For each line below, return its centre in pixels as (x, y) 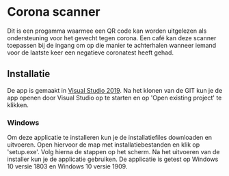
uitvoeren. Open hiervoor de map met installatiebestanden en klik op (104, 145)
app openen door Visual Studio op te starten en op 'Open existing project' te (114, 98)
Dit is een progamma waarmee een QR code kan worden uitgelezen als (107, 31)
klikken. (18, 105)
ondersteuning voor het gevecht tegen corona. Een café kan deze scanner (112, 38)
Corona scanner (54, 12)
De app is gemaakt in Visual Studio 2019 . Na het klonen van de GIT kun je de (115, 90)
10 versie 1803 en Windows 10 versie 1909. (67, 166)
